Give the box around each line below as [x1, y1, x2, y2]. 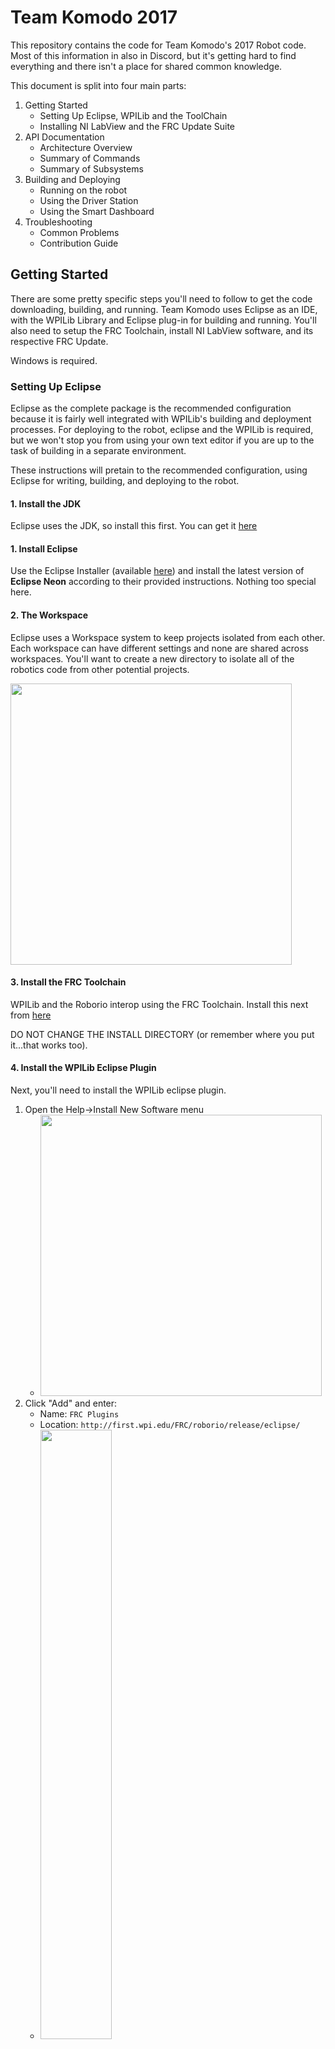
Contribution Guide [39, 237, 119, 249]
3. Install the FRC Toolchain [10, 976, 127, 988]
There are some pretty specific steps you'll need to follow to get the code [10, 292, 313, 305]
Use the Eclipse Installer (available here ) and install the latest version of [10, 565, 305, 577]
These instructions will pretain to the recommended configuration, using [10, 464, 308, 476]
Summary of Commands [39, 152, 141, 164]
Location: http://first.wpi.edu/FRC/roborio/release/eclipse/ [39, 1419, 301, 1431]
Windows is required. [10, 354, 98, 366]
